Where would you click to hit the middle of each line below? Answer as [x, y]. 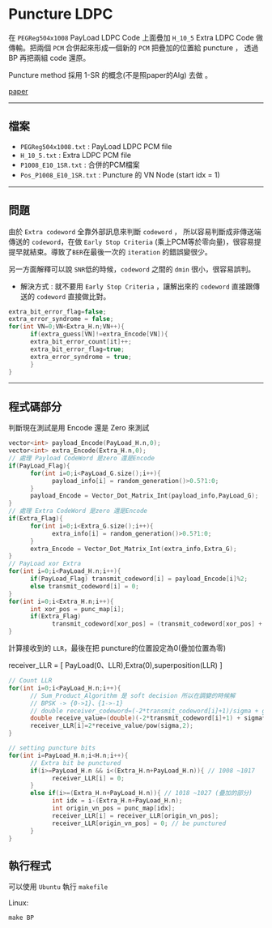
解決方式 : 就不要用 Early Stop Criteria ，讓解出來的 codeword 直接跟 [136, 286]
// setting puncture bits [52, 748]
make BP [21, 918]
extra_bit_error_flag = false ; [57, 312]
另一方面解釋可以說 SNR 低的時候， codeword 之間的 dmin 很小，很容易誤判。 [132, 269]
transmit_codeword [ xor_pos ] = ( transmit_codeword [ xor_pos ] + [157, 624]
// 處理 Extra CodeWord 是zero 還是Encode [78, 511]
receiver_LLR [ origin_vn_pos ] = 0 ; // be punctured [139, 823]
